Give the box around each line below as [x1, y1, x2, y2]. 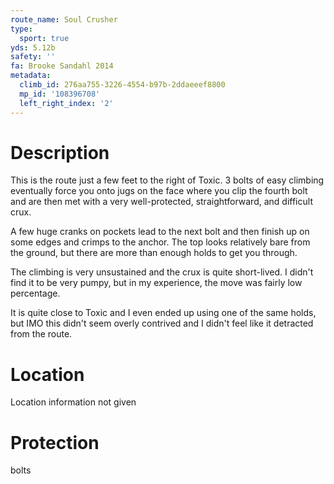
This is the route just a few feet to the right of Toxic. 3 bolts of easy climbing [10, 174, 325, 186]
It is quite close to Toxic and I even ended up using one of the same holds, [10, 307, 317, 319]
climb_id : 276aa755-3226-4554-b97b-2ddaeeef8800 [19, 80, 226, 90]
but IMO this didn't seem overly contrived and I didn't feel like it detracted [10, 317, 314, 330]
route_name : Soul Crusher [10, 14, 118, 25]
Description [10, 141, 110, 164]
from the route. [10, 328, 73, 340]
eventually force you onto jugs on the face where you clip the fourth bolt [10, 185, 308, 197]
